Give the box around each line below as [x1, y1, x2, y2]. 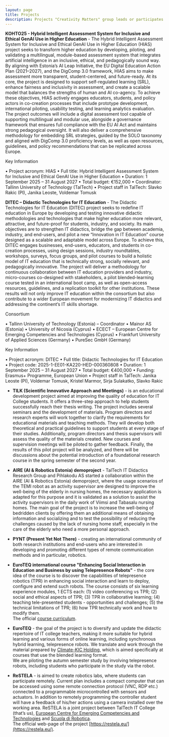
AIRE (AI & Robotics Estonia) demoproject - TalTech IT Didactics [12, 467, 148, 473]
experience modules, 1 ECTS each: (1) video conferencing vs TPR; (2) [12, 589, 157, 595]
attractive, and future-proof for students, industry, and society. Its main [5, 221, 153, 227]
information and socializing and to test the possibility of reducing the [12, 515, 155, 521]
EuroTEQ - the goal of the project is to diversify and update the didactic [12, 625, 161, 631]
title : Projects [5, 12, 39, 17]
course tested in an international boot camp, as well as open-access [5, 280, 147, 286]
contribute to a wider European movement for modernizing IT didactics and [5, 296, 162, 302]
